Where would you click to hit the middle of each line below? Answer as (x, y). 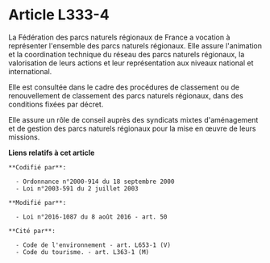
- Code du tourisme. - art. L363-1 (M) (83, 252)
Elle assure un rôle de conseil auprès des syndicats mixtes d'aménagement (133, 119)
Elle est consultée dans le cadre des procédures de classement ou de (124, 87)
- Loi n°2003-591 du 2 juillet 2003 (77, 188)
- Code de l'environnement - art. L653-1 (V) (93, 245)
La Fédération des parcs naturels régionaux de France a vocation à (119, 37)
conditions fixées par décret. (56, 104)
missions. (24, 137)
